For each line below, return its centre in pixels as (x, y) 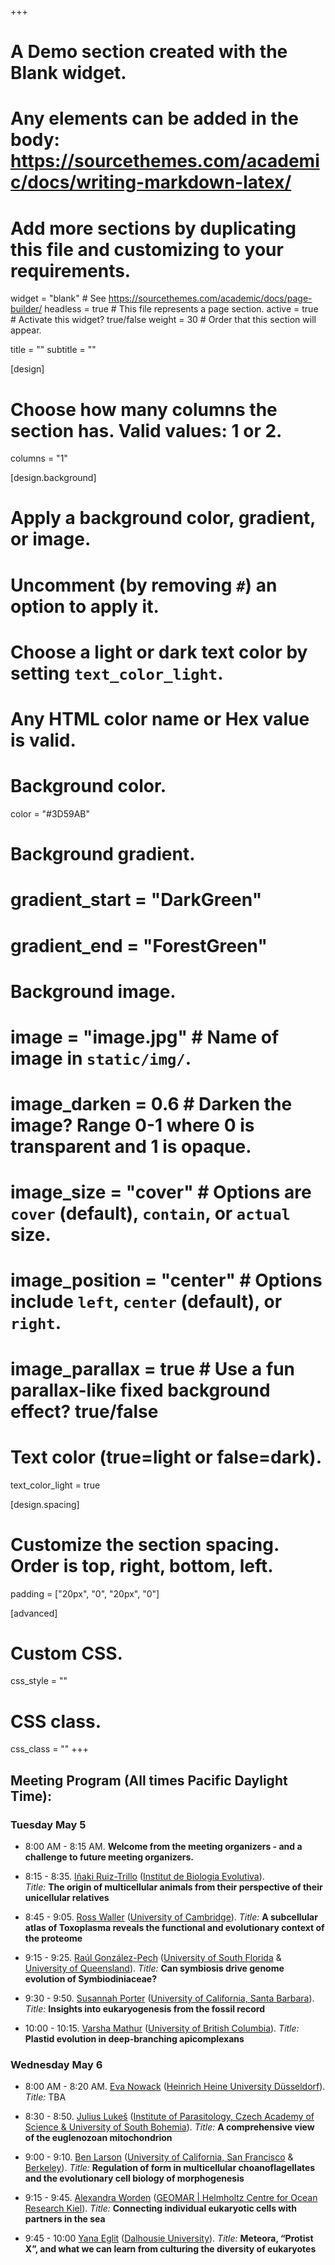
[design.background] (53, 478)
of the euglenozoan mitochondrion (98, 2138)
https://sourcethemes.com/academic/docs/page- (210, 298)
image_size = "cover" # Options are (161, 1192)
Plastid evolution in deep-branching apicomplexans (134, 2039)
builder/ (26, 309)
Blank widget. (68, 73)
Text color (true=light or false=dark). (166, 1457)
